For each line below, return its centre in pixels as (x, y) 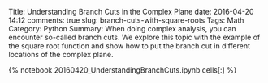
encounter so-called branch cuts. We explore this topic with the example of (134, 37)
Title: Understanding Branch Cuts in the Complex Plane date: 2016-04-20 (131, 12)
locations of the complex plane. (61, 54)
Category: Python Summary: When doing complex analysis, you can (123, 29)
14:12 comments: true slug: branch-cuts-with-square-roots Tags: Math (126, 20)
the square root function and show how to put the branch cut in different (129, 46)
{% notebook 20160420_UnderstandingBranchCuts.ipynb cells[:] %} (123, 70)
